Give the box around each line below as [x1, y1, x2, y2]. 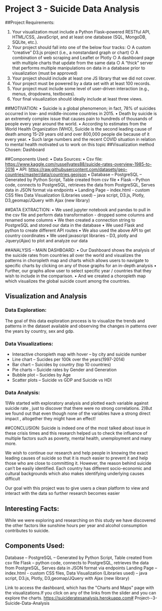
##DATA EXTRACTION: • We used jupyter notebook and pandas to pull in [5, 206, 151, 212]
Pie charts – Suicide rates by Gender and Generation [12, 367, 117, 373]
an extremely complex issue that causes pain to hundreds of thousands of [5, 116, 153, 121]
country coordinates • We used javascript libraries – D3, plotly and [5, 232, 138, 238]
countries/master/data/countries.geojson [5, 171, 87, 177]
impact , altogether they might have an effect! [5, 416, 96, 422]
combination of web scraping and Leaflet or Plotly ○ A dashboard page [12, 54, 155, 60]
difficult [5, 476, 20, 482]
